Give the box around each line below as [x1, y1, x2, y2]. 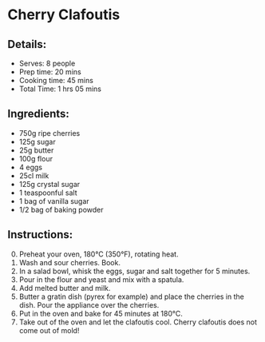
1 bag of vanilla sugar [18, 196, 89, 205]
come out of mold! [18, 325, 80, 335]
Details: [7, 38, 47, 51]
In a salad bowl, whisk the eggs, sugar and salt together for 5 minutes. [18, 266, 251, 276]
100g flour [18, 153, 53, 163]
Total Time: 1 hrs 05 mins [18, 84, 101, 93]
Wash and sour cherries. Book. [18, 257, 121, 267]
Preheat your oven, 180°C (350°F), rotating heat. [18, 249, 179, 259]
